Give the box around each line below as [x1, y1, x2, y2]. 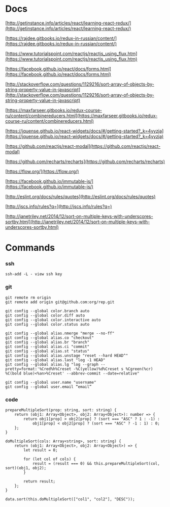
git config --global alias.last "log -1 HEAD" [5, 357, 106, 362]
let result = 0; [23, 448, 58, 453]
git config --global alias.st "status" [5, 349, 90, 354]
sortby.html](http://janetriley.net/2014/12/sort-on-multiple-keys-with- [5, 219, 150, 225]
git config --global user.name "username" [5, 380, 96, 385]
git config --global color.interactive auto [5, 317, 101, 323]
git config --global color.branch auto [5, 308, 90, 313]
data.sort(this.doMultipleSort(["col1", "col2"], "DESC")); [5, 497, 135, 502]
